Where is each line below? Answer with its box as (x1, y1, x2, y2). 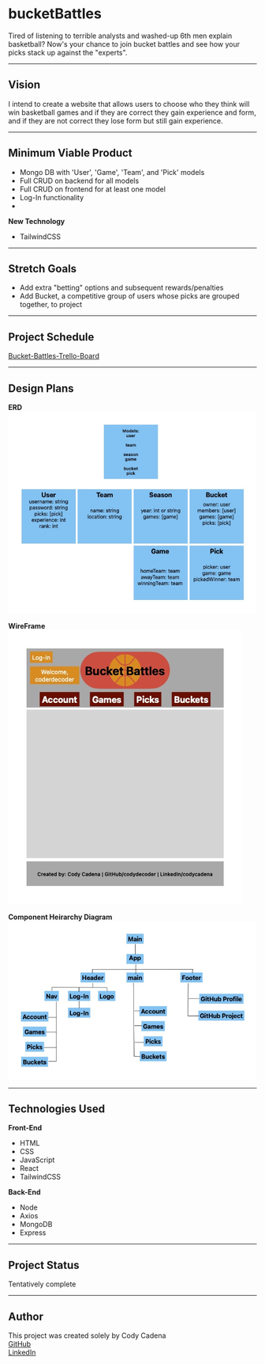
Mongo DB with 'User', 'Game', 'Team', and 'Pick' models (19, 167, 205, 177)
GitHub (8, 1339, 32, 1349)
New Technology (8, 216, 65, 226)
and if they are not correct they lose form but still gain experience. (8, 116, 223, 125)
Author (8, 1309, 43, 1323)
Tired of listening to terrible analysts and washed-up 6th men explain (8, 31, 233, 40)
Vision (8, 78, 41, 92)
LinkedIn (8, 1347, 36, 1358)
